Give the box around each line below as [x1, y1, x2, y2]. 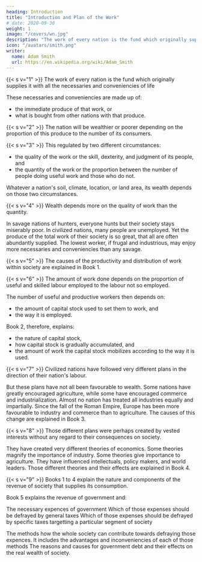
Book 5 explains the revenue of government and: [6, 493, 127, 501]
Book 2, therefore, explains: [6, 323, 75, 330]
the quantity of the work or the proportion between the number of [14, 166, 178, 173]
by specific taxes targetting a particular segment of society [6, 518, 153, 525]
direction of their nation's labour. [6, 371, 87, 379]
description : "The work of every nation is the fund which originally [6, 37, 187, 43]
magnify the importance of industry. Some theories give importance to [6, 451, 180, 459]
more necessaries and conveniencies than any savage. [6, 245, 142, 252]
